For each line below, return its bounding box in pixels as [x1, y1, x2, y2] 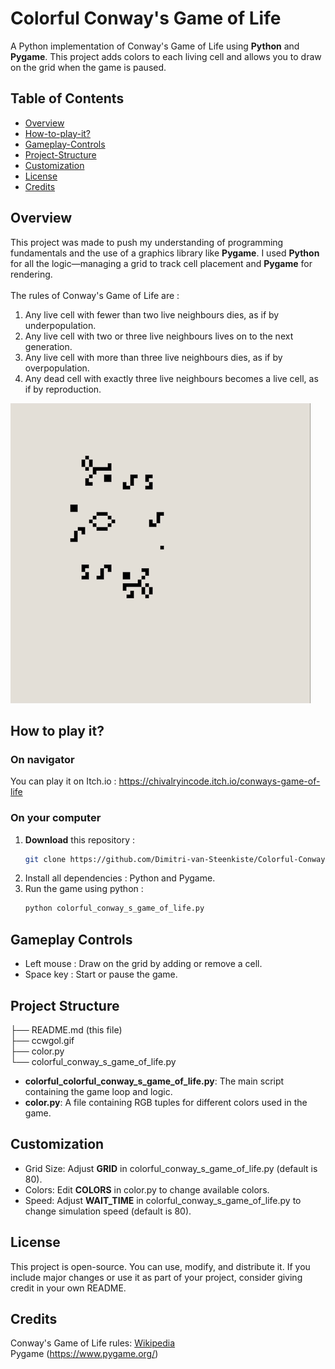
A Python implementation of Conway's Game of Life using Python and [10, 40, 300, 52]
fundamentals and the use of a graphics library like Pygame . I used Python [10, 247, 320, 259]
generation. [24, 340, 73, 352]
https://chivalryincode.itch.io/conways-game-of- [118, 775, 321, 787]
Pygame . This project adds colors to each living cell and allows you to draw [10, 50, 322, 62]
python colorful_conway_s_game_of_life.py [24, 903, 205, 914]
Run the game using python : [24, 883, 144, 895]
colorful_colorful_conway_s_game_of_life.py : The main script [24, 1075, 285, 1087]
